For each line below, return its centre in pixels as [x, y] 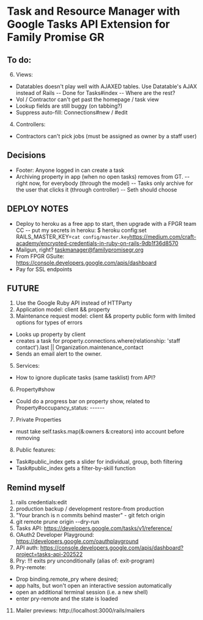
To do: [19, 60]
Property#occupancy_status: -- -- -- [60, 408]
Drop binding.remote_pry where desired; [67, 579]
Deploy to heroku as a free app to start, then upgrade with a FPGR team [106, 223]
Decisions [26, 155]
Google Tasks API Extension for [88, 24]
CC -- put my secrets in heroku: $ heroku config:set [81, 230]
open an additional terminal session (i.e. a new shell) [82, 592]
